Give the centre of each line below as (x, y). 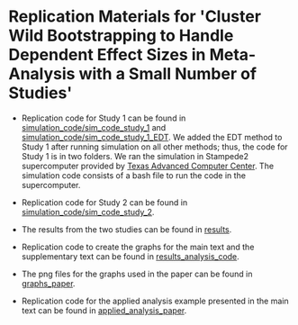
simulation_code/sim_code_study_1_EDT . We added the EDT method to (152, 137)
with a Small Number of (168, 74)
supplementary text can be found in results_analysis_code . (130, 256)
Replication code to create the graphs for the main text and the (138, 247)
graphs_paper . (48, 283)
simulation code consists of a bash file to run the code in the (134, 175)
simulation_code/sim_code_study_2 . (88, 212)
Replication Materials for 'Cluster (135, 17)
